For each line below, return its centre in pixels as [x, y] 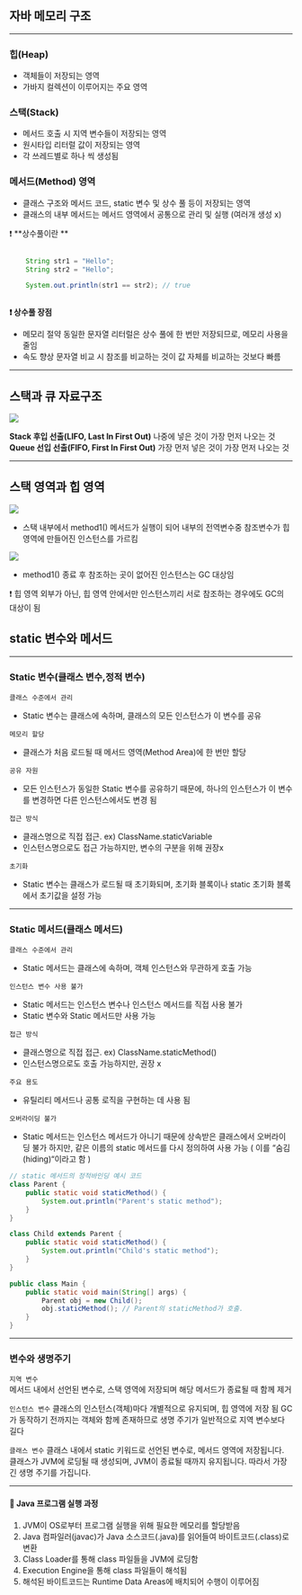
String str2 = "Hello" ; [70, 269]
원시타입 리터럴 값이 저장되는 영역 [81, 145]
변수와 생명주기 [40, 1359]
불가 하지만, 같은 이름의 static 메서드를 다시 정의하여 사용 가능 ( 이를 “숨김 [161, 1148]
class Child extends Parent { [66, 1234]
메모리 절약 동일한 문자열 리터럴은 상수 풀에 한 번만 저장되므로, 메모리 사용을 [155, 334]
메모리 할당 [27, 734]
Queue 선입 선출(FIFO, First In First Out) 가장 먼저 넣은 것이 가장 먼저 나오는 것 [149, 448]
